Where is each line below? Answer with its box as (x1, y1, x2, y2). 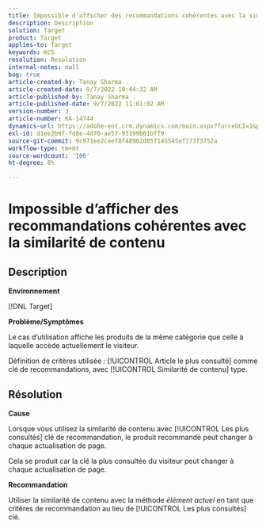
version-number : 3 (8, 108, 69, 116)
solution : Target (8, 26, 66, 34)
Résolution (8, 388, 63, 401)
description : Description (8, 19, 93, 27)
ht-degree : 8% (8, 159, 55, 167)
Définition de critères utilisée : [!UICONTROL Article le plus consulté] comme (8, 356, 258, 365)
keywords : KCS (8, 48, 55, 56)
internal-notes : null (8, 63, 80, 71)
